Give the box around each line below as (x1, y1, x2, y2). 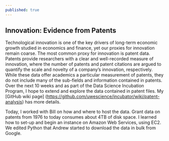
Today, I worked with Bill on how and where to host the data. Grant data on (5, 109, 160, 115)
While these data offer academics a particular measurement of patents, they (5, 72, 164, 78)
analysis (5, 99, 23, 105)
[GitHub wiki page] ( (5, 93, 47, 99)
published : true (5, 7, 39, 13)
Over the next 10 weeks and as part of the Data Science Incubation (5, 83, 144, 89)
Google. (5, 130, 22, 136)
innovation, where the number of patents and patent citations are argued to (5, 61, 161, 67)
